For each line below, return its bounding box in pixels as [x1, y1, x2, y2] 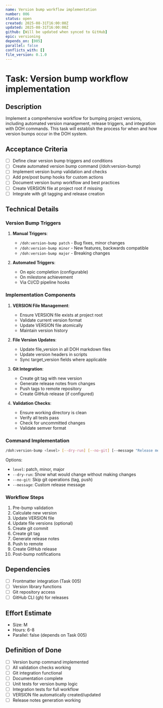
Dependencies [5, 565, 50, 574]
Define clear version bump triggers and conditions [12, 158, 113, 164]
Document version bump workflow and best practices [12, 180, 120, 186]
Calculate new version [12, 510, 57, 516]
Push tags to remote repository [19, 386, 82, 391]
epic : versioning [5, 34, 41, 39]
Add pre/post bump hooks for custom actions [12, 174, 104, 180]
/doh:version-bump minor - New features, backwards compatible [19, 245, 149, 251]
